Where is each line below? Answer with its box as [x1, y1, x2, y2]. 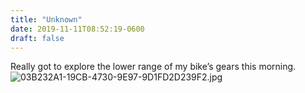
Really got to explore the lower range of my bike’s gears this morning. [10, 61, 297, 73]
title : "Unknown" [10, 14, 83, 25]
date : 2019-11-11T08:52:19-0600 [10, 24, 145, 34]
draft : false [10, 33, 65, 43]
